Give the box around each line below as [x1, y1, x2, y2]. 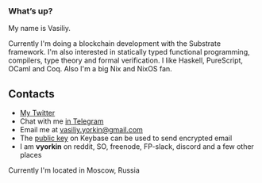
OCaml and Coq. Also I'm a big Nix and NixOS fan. [8, 64, 172, 74]
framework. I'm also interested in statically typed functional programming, [8, 48, 250, 57]
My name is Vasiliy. [8, 24, 71, 33]
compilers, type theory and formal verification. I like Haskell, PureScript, [8, 55, 244, 65]
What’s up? [8, 6, 53, 17]
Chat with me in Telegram [19, 116, 104, 126]
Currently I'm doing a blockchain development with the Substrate [8, 39, 221, 48]
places [19, 151, 42, 160]
